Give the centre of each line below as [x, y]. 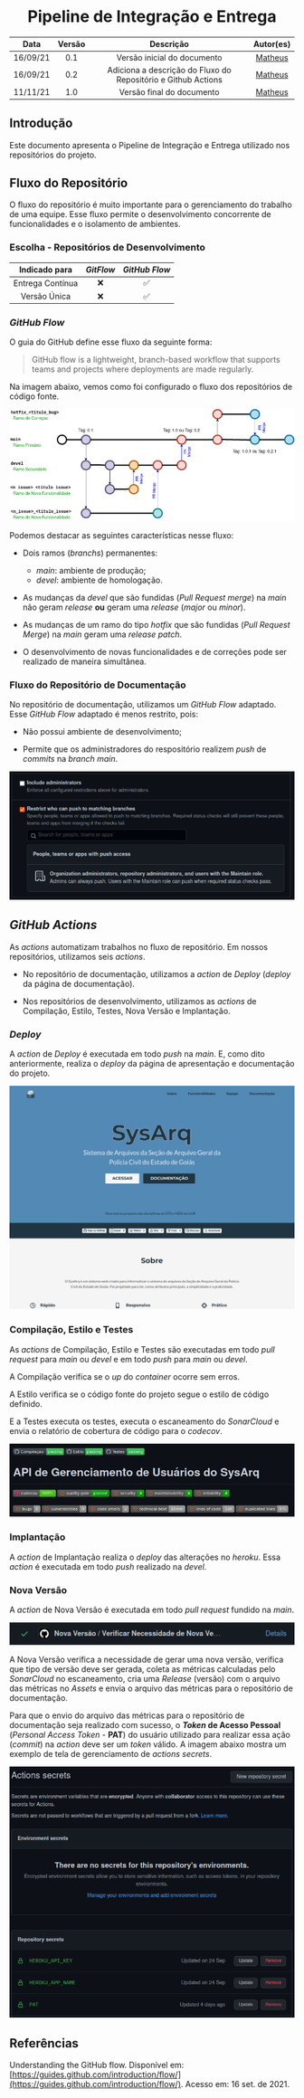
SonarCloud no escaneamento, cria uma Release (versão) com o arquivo [145, 1678]
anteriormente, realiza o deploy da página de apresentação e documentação [152, 1064]
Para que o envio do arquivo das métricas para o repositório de [127, 1715]
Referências [44, 2043]
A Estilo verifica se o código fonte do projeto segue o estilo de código [139, 1394]
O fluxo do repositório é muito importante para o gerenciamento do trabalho [151, 204]
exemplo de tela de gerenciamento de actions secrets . [111, 1753]
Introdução [41, 123]
